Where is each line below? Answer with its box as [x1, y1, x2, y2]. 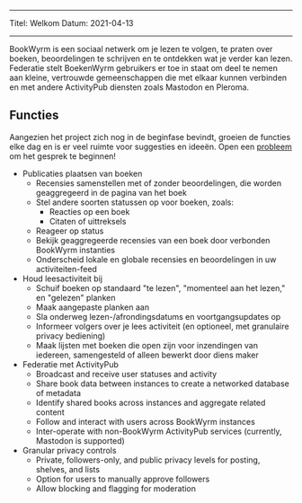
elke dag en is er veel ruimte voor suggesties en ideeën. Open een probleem [9, 141, 292, 152]
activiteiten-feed [35, 263, 97, 274]
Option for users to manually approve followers [35, 473, 210, 484]
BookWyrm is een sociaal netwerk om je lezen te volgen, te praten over [9, 44, 273, 54]
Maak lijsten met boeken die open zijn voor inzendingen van [35, 340, 259, 350]
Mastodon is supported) [35, 435, 126, 446]
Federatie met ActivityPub [22, 358, 120, 369]
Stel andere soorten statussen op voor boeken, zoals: [35, 197, 235, 207]
